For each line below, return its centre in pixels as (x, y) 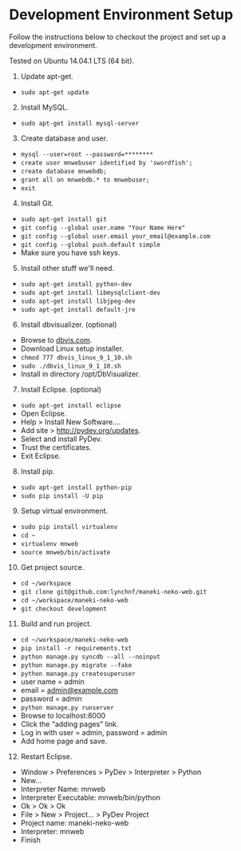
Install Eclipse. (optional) (61, 389)
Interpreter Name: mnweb (63, 789)
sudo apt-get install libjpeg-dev (78, 301)
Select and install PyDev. (61, 439)
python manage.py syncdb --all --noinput (90, 657)
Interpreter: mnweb (52, 831)
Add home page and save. (64, 741)
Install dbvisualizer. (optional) (69, 324)
